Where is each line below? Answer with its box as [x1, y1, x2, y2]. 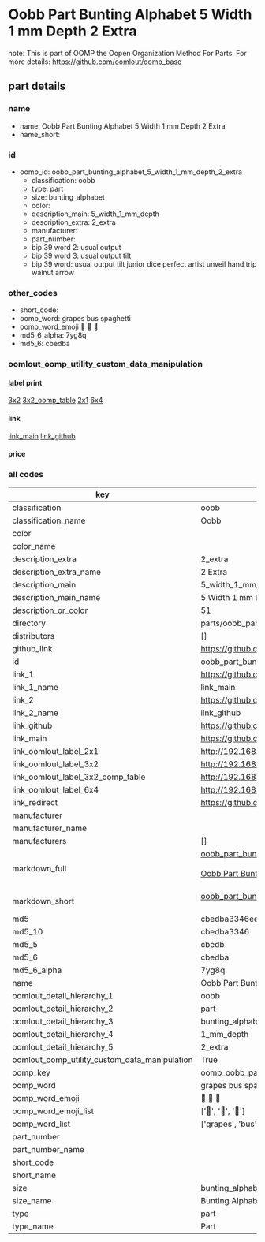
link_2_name [12, 707, 59, 718]
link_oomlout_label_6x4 [12, 785, 99, 796]
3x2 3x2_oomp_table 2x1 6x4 [8, 396, 103, 405]
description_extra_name [12, 566, 101, 577]
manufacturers [12, 836, 67, 847]
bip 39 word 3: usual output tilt [31, 251, 132, 260]
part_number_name [12, 1144, 84, 1155]
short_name [12, 1169, 57, 1180]
